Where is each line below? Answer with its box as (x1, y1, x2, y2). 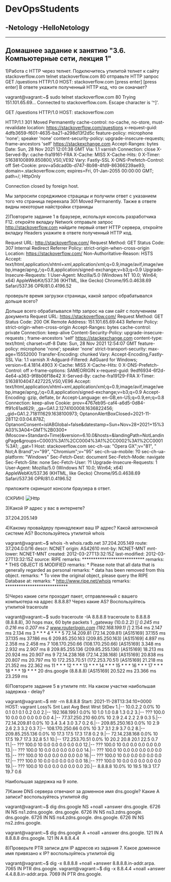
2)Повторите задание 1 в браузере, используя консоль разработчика (5, 213, 156, 219)
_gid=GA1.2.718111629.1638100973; (5, 410, 79, 417)
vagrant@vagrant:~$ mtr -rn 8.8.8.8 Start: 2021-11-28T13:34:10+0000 (5, 698, 152, 704)
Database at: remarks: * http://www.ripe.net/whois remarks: (5, 578, 131, 584)
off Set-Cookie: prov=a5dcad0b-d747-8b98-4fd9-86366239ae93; (5, 162, 146, 168)
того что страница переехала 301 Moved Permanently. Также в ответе (5, 198, 157, 204)
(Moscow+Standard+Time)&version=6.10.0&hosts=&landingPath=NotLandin (5, 432, 164, 438)
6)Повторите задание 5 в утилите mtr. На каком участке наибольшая (5, 683, 156, 689)
